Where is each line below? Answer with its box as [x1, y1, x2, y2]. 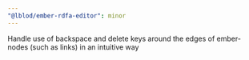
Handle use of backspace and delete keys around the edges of [7, 34, 215, 43]
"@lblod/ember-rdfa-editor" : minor [7, 11, 127, 20]
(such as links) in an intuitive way [30, 42, 139, 52]
